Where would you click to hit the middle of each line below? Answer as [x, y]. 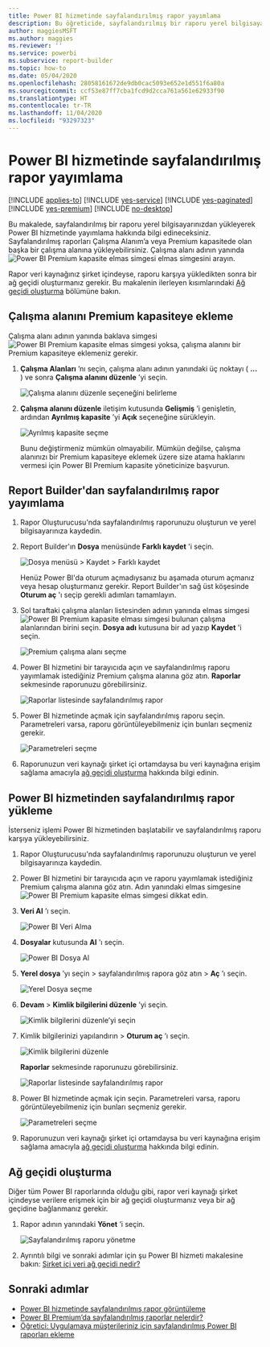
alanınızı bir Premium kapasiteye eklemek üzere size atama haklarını [132, 457]
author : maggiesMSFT [43, 31]
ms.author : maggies [41, 38]
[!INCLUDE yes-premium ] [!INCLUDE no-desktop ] [90, 208]
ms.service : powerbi [43, 53]
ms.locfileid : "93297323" [51, 121]
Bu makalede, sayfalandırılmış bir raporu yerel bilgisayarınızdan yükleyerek [132, 224]
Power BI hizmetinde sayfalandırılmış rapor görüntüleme [113, 1308]
